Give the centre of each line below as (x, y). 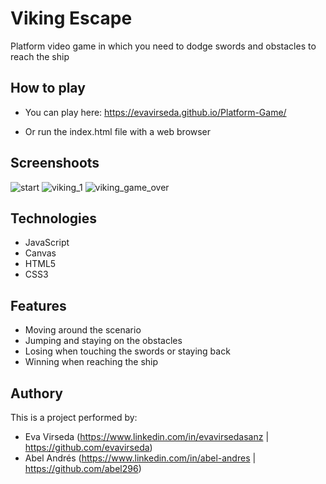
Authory (36, 393)
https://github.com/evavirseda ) (88, 447)
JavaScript (47, 243)
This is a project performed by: (74, 417)
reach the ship (40, 56)
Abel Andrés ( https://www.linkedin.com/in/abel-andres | (140, 458)
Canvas (40, 253)
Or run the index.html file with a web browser (118, 131)
